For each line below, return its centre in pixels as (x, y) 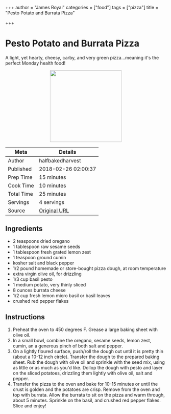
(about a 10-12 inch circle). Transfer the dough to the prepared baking (86, 357)
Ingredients (24, 229)
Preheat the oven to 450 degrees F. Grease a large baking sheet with (85, 329)
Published (20, 169)
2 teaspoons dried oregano (41, 241)
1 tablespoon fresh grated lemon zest (52, 252)
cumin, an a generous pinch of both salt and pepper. (68, 346)
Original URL (54, 211)
